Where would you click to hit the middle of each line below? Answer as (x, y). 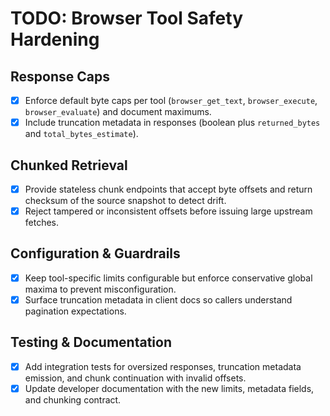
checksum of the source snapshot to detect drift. (125, 200)
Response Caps (60, 76)
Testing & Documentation (91, 342)
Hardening (55, 39)
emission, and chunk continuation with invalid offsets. (135, 378)
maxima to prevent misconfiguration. (100, 289)
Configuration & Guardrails (95, 253)
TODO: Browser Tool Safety (126, 18)
